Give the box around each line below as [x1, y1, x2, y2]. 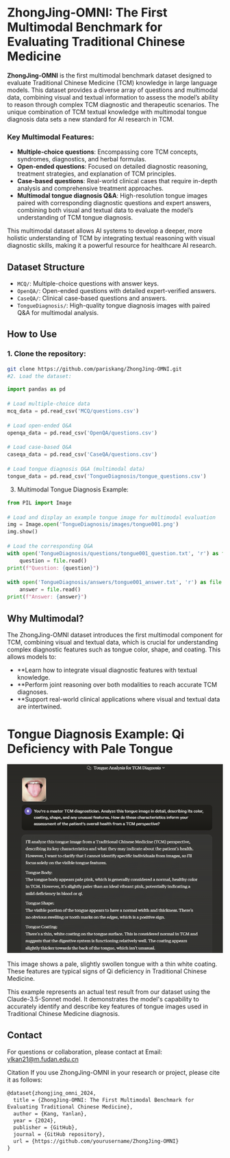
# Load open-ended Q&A [7, 422, 72, 429]
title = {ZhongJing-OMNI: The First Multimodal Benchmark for [13, 1096, 194, 1103]
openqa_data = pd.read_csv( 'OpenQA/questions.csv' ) [7, 429, 157, 437]
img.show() [7, 529, 38, 535]
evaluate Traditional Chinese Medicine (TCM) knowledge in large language [7, 78, 218, 86]
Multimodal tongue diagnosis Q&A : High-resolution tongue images [16, 192, 207, 200]
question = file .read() [19, 557, 88, 564]
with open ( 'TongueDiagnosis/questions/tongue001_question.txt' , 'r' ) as [7, 550, 219, 557]
